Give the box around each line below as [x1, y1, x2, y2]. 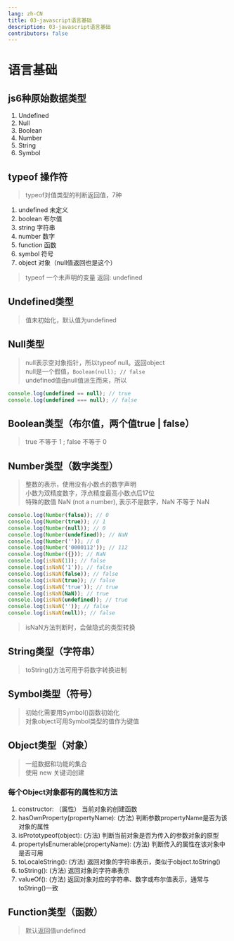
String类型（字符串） [8, 645, 100, 657]
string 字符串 [18, 223, 56, 232]
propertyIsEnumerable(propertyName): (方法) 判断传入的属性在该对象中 [18, 840, 226, 848]
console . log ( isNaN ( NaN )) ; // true [8, 590, 110, 597]
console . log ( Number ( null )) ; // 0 [8, 525, 106, 532]
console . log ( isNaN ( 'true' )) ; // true [8, 584, 119, 591]
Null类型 [8, 338, 45, 350]
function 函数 [18, 241, 57, 249]
